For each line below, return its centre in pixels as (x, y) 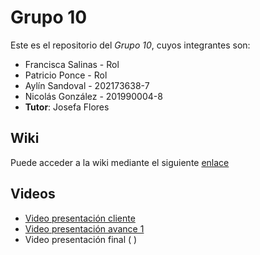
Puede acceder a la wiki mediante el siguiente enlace (120, 162)
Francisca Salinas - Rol (72, 64)
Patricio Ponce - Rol (66, 75)
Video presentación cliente (80, 218)
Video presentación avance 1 (84, 228)
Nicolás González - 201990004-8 (93, 96)
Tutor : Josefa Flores (67, 107)
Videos (33, 194)
